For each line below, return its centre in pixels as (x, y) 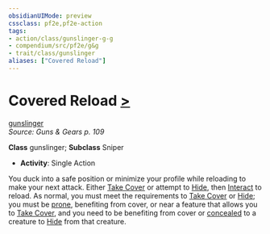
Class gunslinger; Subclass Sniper (66, 147)
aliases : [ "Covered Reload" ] (57, 61)
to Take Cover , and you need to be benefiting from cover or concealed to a (132, 213)
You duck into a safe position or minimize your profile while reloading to (127, 178)
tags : (17, 31)
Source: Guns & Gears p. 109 (56, 132)
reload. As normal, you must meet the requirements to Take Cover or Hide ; (132, 195)
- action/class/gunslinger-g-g (61, 38)
